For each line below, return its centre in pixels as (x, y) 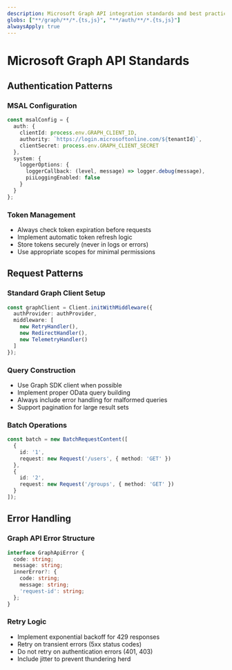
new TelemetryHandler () (54, 339)
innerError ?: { (35, 572)
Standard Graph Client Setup (56, 293)
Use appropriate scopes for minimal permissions (86, 251)
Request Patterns (45, 274)
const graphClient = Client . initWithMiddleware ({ (80, 307)
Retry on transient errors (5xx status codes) (79, 644)
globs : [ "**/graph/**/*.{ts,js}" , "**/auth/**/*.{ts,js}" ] (94, 20)
